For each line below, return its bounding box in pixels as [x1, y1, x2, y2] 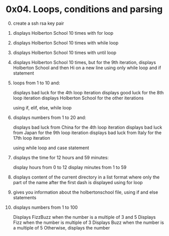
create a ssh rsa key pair [13, 20, 64, 26]
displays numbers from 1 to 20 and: [13, 114, 87, 121]
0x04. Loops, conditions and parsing [6, 4, 163, 15]
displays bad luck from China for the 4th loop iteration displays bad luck [13, 124, 162, 130]
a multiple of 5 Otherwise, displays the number [13, 224, 110, 230]
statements [13, 194, 37, 200]
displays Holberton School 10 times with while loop [13, 39, 119, 46]
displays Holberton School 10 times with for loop [13, 30, 114, 36]
